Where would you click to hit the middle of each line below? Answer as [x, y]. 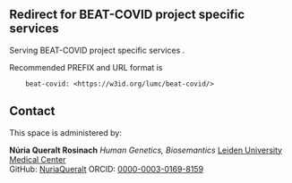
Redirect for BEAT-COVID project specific [127, 15]
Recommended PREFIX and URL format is [86, 67]
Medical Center [38, 159]
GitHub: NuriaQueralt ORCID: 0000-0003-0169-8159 [107, 169]
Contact [32, 111]
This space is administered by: [66, 132]
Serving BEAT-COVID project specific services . [97, 50]
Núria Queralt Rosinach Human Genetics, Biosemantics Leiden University [146, 150]
